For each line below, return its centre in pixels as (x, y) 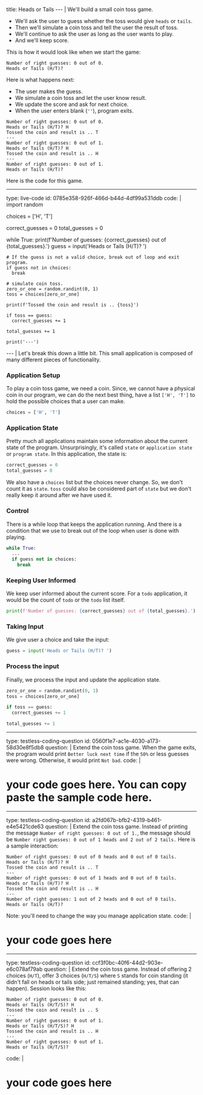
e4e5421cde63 (25, 826)
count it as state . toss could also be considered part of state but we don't (99, 489)
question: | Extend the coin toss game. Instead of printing (117, 826)
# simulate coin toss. (35, 284)
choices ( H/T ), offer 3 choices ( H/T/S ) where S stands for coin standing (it (97, 975)
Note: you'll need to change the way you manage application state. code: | (99, 916)
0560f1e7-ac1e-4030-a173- (127, 741)
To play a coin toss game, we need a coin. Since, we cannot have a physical (101, 389)
